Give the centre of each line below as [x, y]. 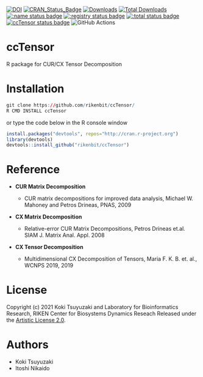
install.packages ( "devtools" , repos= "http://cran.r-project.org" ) [92, 134]
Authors [27, 345]
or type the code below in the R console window [67, 122]
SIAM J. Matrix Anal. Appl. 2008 [64, 235]
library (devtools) [30, 140]
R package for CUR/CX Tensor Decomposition [64, 64]
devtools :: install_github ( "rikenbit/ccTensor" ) [68, 145]
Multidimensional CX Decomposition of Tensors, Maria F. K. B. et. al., [110, 259]
